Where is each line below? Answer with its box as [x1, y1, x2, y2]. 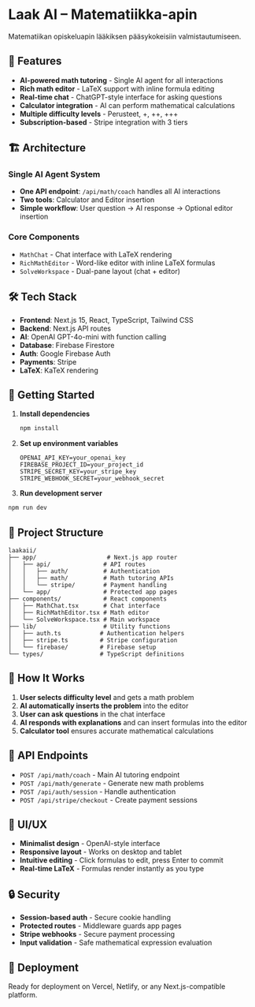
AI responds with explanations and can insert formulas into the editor [19, 717, 248, 727]
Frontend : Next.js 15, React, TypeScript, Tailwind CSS [19, 315, 194, 324]
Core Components [8, 231, 80, 242]
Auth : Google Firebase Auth [19, 349, 111, 358]
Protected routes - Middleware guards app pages [19, 921, 183, 930]
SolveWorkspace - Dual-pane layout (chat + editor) [19, 266, 181, 275]
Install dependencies [19, 409, 91, 419]
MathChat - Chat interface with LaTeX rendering [19, 249, 172, 259]
